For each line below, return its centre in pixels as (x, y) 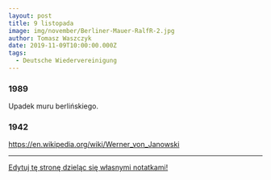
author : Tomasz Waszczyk (50, 38)
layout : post (30, 16)
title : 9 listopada (41, 23)
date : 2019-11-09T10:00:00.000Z (63, 46)
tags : (17, 53)
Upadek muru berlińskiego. (54, 106)
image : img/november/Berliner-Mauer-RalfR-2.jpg (92, 31)
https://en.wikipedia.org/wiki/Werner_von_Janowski (94, 145)
